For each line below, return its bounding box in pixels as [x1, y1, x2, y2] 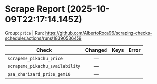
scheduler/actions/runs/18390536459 [5, 35, 82, 41]
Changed [85, 46, 107, 53]
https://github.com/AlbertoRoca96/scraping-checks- [45, 30, 152, 36]
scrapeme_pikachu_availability [7, 63, 81, 69]
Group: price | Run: [5, 30, 44, 36]
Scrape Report [5, 3, 65, 15]
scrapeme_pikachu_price [7, 55, 63, 61]
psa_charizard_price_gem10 [7, 71, 71, 77]
